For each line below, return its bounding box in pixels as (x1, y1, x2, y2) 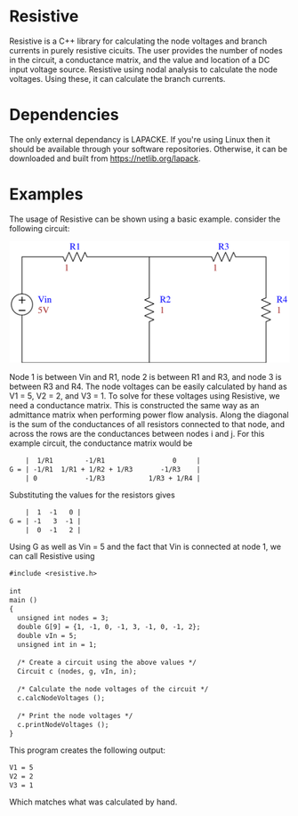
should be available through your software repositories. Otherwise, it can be (9, 143, 287, 154)
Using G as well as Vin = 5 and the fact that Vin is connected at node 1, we (9, 541, 282, 552)
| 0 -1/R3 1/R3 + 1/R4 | (25, 473, 201, 482)
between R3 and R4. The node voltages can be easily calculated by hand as (9, 381, 287, 392)
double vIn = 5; (17, 631, 77, 640)
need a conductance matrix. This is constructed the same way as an (9, 400, 260, 410)
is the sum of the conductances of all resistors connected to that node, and (9, 418, 285, 429)
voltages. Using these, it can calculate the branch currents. (9, 73, 226, 84)
